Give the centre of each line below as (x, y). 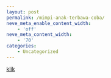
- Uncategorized (38, 52)
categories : (21, 46)
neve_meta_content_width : (39, 35)
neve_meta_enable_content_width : (49, 23)
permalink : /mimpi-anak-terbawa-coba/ (56, 18)
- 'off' (27, 29)
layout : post (23, 12)
